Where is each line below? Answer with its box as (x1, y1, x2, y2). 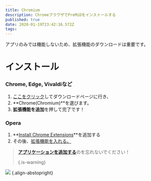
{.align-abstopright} (11, 170, 54, 176)
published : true (5, 17, 40, 22)
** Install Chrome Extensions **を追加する (12, 131, 101, 137)
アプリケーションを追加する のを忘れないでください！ (17, 149, 131, 155)
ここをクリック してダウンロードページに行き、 (12, 93, 112, 99)
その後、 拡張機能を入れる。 (12, 138, 72, 144)
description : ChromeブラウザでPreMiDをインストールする (5, 12, 116, 17)
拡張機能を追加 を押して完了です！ (12, 106, 85, 112)
